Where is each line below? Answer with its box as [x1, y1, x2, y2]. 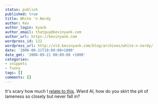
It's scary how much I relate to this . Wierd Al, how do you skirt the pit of [5, 88, 148, 94]
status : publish [5, 7, 38, 12]
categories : [5, 57, 29, 62]
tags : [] [5, 70, 23, 75]
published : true [5, 12, 38, 17]
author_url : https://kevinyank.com [5, 35, 77, 39]
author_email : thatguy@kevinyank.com [5, 30, 82, 35]
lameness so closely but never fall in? [5, 93, 80, 99]
